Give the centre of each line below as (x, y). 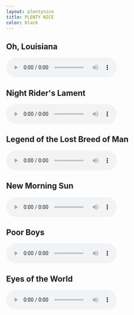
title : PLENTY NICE (30, 17)
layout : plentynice (30, 12)
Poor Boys (25, 233)
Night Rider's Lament (46, 93)
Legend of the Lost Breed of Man (67, 139)
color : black (22, 22)
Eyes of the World (40, 279)
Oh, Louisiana (32, 46)
